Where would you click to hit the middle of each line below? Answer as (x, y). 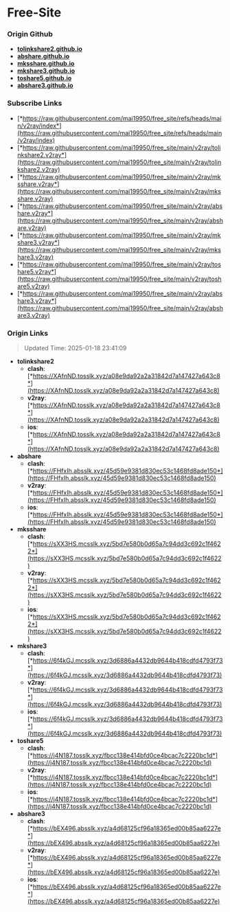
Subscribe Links (35, 103)
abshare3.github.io (45, 85)
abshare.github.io (43, 56)
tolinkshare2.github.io (49, 49)
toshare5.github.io (44, 78)
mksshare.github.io (46, 64)
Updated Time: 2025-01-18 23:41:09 (75, 348)
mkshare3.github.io (46, 71)
